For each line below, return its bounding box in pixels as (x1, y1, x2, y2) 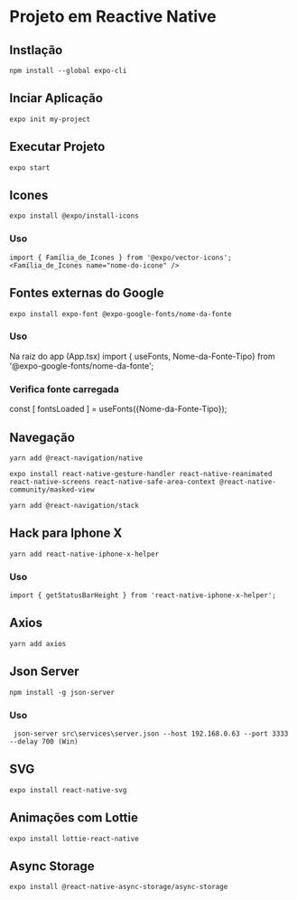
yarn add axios (9, 639, 67, 648)
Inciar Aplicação (9, 90, 104, 106)
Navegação (9, 429, 75, 445)
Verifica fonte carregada (9, 382, 119, 395)
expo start (9, 163, 51, 173)
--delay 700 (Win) (9, 736, 79, 746)
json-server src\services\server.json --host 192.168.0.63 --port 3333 (13, 729, 289, 738)
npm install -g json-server (9, 688, 116, 697)
